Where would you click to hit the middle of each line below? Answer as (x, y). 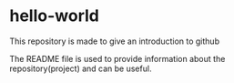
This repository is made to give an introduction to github (115, 41)
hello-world (55, 16)
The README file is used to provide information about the (117, 58)
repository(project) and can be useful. (81, 68)
